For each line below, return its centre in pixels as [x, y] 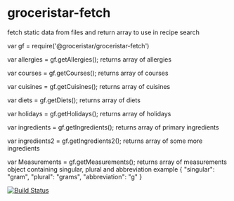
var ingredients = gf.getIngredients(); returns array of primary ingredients [113, 127]
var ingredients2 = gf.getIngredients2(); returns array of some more [105, 141]
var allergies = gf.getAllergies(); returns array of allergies [90, 59]
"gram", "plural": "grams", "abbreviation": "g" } [75, 176]
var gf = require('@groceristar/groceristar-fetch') [78, 46]
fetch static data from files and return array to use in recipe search [104, 32]
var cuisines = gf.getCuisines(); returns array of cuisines [89, 86]
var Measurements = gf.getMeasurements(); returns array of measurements [117, 162]
